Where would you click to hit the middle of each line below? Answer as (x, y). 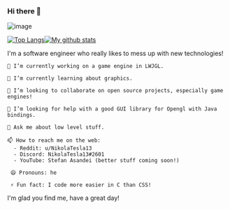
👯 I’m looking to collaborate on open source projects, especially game (115, 91)
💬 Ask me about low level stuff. (56, 128)
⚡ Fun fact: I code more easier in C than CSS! (81, 185)
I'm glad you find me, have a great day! (64, 198)
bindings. (22, 115)
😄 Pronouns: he (34, 173)
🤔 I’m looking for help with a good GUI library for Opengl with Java (112, 109)
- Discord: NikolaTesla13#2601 (59, 154)
